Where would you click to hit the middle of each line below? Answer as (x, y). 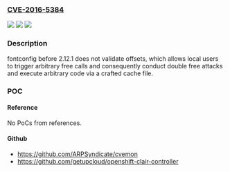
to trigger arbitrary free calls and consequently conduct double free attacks (115, 66)
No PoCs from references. (44, 123)
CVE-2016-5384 (36, 10)
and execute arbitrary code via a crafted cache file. (80, 73)
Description (27, 44)
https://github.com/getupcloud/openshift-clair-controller (98, 161)
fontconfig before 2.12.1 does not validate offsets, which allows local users (113, 58)
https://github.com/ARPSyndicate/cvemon (78, 154)
